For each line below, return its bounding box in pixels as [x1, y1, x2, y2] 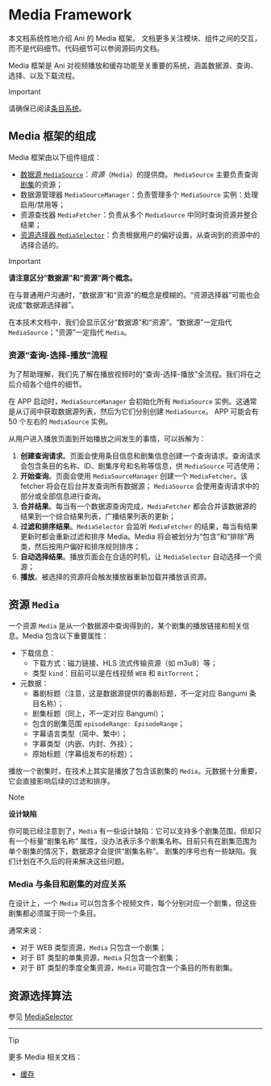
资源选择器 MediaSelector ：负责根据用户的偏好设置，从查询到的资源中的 [19, 230, 261, 240]
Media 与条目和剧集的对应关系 [8, 878, 127, 889]
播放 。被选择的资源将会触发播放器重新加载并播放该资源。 [19, 572, 211, 582]
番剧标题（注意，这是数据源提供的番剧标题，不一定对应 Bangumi [31, 688, 248, 698]
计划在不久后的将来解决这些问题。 [15, 856, 129, 866]
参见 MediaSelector [8, 1011, 73, 1021]
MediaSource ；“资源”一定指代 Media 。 [8, 327, 131, 336]
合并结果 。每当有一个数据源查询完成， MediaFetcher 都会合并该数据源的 [19, 502, 256, 512]
